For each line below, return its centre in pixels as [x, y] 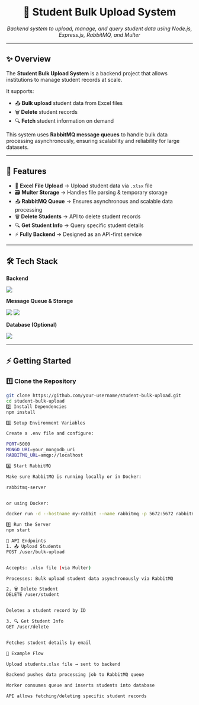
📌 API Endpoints [26, 541]
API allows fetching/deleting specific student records [76, 696]
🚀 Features [26, 171]
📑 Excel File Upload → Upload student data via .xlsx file [84, 186]
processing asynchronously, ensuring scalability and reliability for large [93, 141]
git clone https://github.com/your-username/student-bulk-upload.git [94, 396]
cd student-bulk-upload [36, 401]
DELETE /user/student [33, 595]
